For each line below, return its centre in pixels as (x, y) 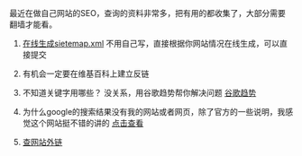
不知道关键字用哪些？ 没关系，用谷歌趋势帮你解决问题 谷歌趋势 (139, 93)
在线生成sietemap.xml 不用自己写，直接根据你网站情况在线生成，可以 (151, 43)
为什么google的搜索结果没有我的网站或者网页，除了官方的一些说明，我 (154, 112)
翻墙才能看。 (33, 24)
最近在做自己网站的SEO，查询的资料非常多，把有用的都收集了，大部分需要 (148, 13)
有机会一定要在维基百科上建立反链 (86, 74)
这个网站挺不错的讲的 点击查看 (87, 123)
